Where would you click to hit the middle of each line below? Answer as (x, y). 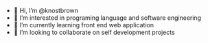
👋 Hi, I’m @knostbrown (46, 11)
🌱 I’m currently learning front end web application (84, 25)
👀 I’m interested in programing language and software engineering (107, 18)
